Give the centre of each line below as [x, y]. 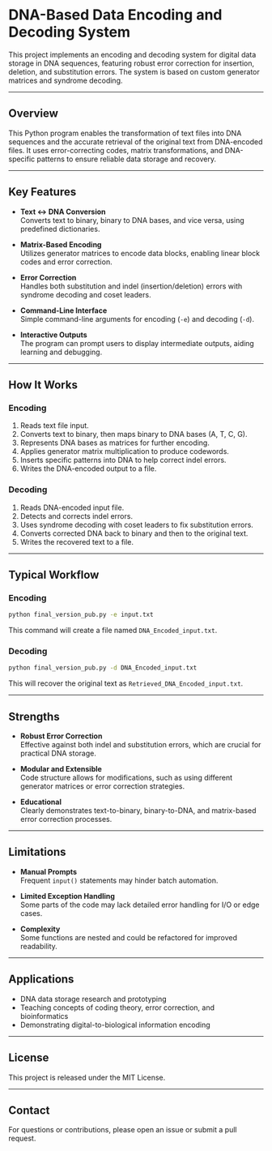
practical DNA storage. [58, 753]
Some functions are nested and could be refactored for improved [128, 937]
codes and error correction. [66, 262]
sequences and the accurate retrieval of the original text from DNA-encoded [136, 141]
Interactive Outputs [53, 335]
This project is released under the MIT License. [87, 1077]
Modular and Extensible [61, 769]
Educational [41, 802]
